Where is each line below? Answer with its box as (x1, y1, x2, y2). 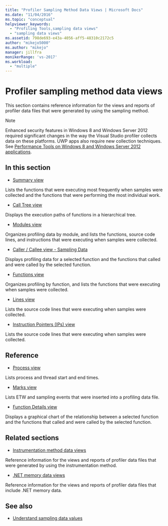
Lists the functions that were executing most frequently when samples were (5, 187, 163, 193)
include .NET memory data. (5, 487, 62, 493)
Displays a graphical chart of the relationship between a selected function (5, 413, 159, 420)
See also (5, 502, 33, 510)
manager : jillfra (5, 50, 42, 55)
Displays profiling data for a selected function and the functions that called (5, 256, 160, 262)
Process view (12, 365, 41, 371)
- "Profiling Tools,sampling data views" (10, 26, 98, 31)
